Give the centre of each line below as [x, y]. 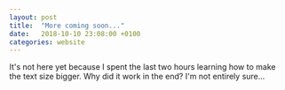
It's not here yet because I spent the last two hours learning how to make [142, 67]
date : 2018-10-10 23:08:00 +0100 [75, 34]
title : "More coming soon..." [67, 26]
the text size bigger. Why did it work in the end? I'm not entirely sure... [137, 77]
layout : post [33, 17]
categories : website [47, 42]
